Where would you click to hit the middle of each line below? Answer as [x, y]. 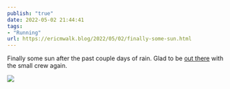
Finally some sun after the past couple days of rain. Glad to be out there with [115, 58]
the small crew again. [37, 66]
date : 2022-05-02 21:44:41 [46, 20]
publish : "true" [30, 13]
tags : [15, 26]
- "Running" [24, 33]
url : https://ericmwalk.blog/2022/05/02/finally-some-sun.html [100, 39]
